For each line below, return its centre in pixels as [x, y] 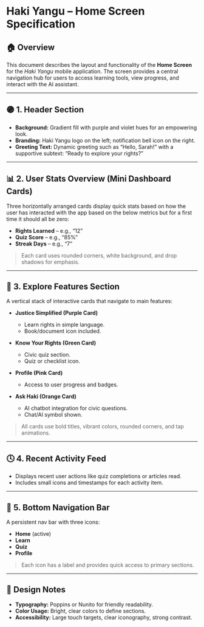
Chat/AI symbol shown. [53, 415]
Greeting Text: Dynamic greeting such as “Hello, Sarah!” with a [94, 146]
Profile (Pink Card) [39, 373]
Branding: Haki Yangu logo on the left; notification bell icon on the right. [105, 140]
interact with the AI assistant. [42, 84]
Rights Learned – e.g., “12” [49, 231]
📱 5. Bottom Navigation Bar [58, 508]
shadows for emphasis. [50, 262]
